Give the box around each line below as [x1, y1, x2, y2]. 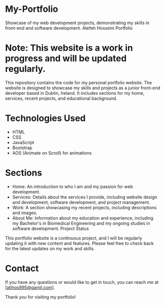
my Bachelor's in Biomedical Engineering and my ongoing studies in [12, 220, 150, 226]
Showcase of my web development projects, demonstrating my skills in [5, 20, 150, 26]
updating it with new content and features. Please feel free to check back [5, 240, 154, 246]
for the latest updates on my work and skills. [5, 245, 95, 251]
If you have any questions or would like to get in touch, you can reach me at [5, 279, 159, 285]
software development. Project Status [12, 226, 89, 231]
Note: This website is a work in [5, 42, 133, 54]
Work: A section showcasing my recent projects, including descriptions [12, 204, 157, 210]
